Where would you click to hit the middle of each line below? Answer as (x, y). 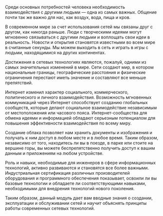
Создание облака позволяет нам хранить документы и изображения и (79, 133)
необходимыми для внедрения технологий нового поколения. (70, 189)
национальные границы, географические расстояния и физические (75, 72)
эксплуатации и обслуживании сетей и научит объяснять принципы (76, 203)
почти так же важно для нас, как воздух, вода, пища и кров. (68, 17)
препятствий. (19, 83)
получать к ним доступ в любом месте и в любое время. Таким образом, (82, 138)
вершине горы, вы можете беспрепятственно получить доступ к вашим (80, 148)
